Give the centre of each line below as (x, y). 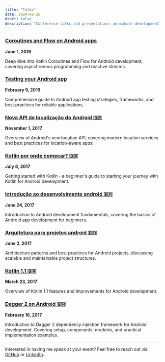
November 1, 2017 (24, 128)
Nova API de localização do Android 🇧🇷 (54, 118)
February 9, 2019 (23, 90)
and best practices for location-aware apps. (50, 143)
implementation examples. (32, 335)
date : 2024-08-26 (23, 14)
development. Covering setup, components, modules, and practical (73, 329)
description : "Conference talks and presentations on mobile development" (83, 23)
